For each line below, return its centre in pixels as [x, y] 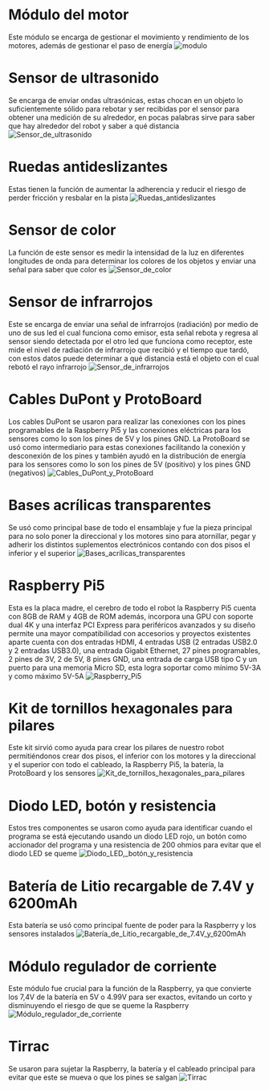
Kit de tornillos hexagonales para [120, 708]
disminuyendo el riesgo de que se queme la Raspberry [99, 1006]
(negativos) [27, 472]
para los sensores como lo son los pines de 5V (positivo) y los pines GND [130, 464]
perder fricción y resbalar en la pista [68, 198]
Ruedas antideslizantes [88, 167]
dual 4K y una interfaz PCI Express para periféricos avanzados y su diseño [132, 625]
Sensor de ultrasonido [84, 78]
